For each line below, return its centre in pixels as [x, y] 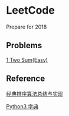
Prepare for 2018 [27, 27]
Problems [24, 46]
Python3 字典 [22, 106]
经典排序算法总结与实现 [34, 93]
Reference [26, 79]
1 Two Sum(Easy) [27, 59]
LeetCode [30, 10]
